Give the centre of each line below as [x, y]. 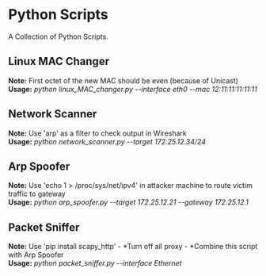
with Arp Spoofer [36, 255]
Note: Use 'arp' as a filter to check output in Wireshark [98, 133]
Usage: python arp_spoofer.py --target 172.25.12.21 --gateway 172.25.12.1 [129, 202]
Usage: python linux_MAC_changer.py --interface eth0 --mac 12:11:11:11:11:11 [133, 89]
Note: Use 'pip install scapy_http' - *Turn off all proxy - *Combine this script [133, 247]
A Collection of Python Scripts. [58, 36]
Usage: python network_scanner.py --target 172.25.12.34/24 [107, 141]
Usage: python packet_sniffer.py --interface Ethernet [95, 263]
